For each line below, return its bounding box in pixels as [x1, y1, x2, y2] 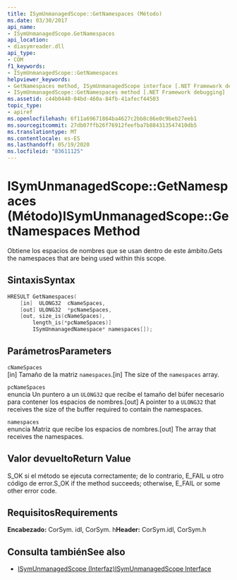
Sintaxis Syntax [7, 274, 75, 286]
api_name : [7, 23, 37, 30]
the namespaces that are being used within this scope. [7, 254, 166, 262]
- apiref [7, 109, 33, 116]
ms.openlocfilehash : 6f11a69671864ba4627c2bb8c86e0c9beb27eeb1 [7, 115, 197, 122]
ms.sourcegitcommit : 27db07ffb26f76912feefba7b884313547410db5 [7, 121, 197, 129]
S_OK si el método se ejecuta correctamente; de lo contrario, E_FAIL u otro [7, 471, 224, 480]
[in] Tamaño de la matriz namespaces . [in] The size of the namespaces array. [7, 370, 220, 378]
